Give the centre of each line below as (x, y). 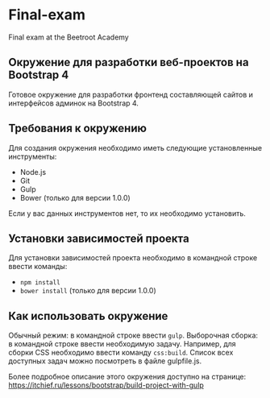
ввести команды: (38, 267)
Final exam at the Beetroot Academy (69, 37)
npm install (40, 283)
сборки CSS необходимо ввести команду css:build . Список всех (121, 353)
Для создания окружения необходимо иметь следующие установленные (135, 147)
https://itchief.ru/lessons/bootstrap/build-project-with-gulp (106, 385)
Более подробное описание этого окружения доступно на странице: (127, 377)
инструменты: (33, 156)
